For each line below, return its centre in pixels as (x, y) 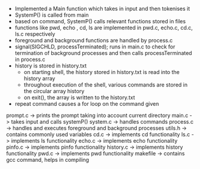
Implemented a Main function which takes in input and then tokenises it (102, 9)
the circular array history (54, 91)
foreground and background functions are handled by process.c (94, 40)
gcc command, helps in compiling (48, 160)
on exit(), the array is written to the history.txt (79, 97)
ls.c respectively (35, 34)
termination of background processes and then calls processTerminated (103, 53)
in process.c (30, 59)
